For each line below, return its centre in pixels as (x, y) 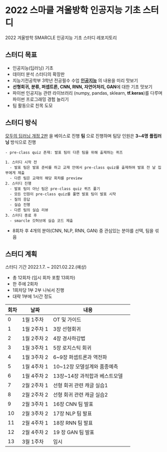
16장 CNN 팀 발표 (73, 404)
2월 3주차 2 (35, 413)
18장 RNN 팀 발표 (73, 423)
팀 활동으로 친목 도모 (32, 105)
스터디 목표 (21, 55)
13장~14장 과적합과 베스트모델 (88, 376)
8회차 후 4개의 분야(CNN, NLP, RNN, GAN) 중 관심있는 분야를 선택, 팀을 (83, 230)
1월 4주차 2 (35, 376)
